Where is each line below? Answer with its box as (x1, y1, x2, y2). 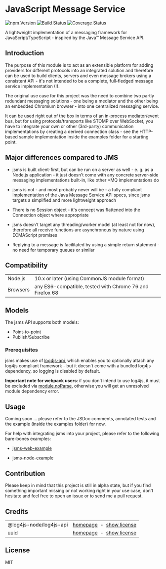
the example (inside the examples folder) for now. (5, 421, 106, 427)
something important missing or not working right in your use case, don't (5, 488, 154, 494)
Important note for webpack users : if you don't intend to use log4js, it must (5, 378, 160, 384)
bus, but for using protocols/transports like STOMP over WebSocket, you (5, 118, 154, 124)
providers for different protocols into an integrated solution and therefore (5, 67, 154, 73)
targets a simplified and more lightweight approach (12, 197, 117, 203)
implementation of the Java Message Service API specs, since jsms (12, 192, 150, 198)
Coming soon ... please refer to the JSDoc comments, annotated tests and (5, 416, 156, 422)
